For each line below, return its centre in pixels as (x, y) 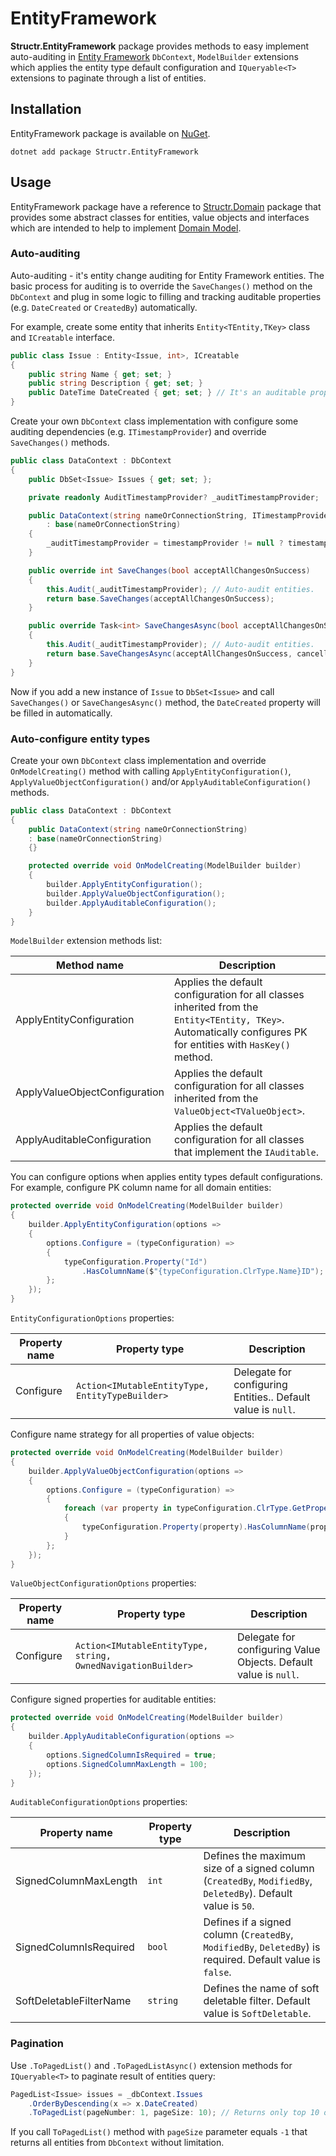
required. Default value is (262, 1960)
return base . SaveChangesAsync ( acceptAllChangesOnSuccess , (169, 653)
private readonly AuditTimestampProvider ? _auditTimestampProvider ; (174, 497)
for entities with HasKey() (232, 1045)
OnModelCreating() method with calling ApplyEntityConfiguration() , (151, 771)
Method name (90, 965)
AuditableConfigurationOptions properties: (99, 1802)
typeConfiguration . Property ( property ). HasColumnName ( (196, 1527)
